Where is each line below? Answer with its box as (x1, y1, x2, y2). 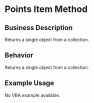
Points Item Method (4, 3, 88, 15)
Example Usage (4, 79, 54, 87)
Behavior (4, 51, 33, 59)
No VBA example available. (4, 92, 60, 98)
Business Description (4, 23, 73, 32)
